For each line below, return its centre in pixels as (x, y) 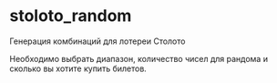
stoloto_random (71, 16)
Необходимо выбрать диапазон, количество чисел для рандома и (139, 58)
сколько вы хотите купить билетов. (78, 68)
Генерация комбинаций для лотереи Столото (97, 41)
